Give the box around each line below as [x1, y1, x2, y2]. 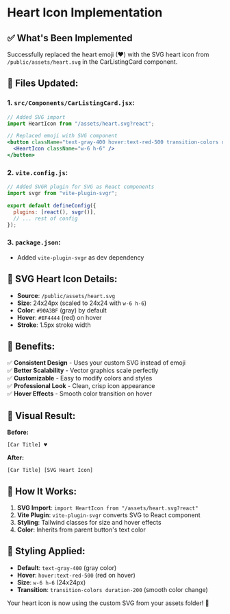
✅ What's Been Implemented [7, 32, 133, 44]
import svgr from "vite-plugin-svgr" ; [7, 190, 118, 197]
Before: [7, 428, 29, 437]
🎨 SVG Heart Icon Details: [7, 273, 118, 285]
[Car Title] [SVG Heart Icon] [7, 467, 94, 474]
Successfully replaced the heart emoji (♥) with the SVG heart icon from [7, 50, 209, 58]
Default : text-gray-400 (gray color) [16, 563, 117, 571]
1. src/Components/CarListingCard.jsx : [7, 98, 135, 108]
